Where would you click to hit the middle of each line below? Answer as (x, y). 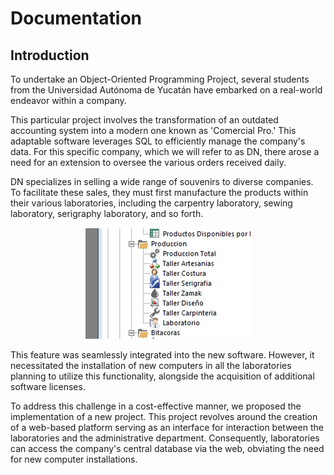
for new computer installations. (74, 459)
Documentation (76, 18)
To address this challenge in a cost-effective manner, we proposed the (156, 406)
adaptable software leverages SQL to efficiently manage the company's (158, 141)
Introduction (50, 55)
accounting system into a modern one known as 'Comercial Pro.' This (153, 130)
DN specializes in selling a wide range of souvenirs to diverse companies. (162, 181)
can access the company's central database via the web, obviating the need (167, 448)
